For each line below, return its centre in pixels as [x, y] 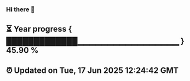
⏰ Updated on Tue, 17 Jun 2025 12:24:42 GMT [92, 70]
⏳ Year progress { [39, 29]
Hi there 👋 [21, 9]
